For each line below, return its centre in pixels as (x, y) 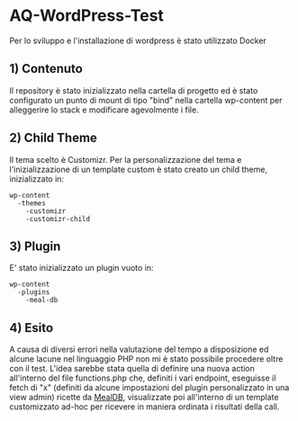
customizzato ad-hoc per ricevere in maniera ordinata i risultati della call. (144, 407)
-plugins (34, 292)
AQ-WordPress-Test (87, 16)
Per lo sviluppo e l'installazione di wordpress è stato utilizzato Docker (138, 40)
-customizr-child (58, 219)
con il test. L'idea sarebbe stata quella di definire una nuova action (132, 369)
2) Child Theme (53, 138)
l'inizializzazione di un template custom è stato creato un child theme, (139, 169)
